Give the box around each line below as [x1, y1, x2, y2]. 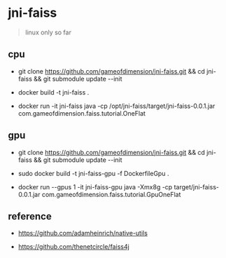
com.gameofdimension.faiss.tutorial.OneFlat [17, 109, 146, 117]
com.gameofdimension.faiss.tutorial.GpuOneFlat [41, 190, 181, 198]
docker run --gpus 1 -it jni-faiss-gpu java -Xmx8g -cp [17, 182, 173, 191]
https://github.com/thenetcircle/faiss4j [17, 243, 130, 251]
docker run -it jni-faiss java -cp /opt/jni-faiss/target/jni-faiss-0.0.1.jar [17, 102, 216, 110]
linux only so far [24, 28, 72, 36]
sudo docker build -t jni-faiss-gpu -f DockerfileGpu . [17, 169, 169, 177]
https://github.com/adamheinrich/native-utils [17, 229, 148, 238]
